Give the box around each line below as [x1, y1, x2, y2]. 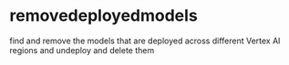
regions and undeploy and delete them [9, 44, 155, 55]
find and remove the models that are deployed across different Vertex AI [9, 35, 281, 46]
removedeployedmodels [9, 5, 198, 26]
